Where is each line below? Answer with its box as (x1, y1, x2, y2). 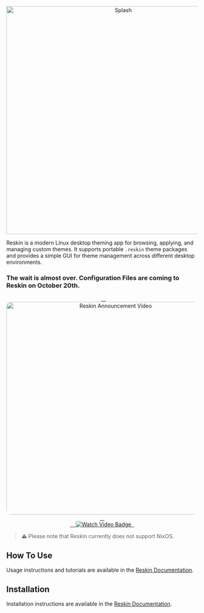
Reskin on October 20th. (6, 281, 80, 289)
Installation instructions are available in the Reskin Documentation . (6, 600, 172, 608)
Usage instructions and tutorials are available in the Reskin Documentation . (6, 566, 194, 574)
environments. (6, 258, 42, 266)
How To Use (6, 550, 53, 561)
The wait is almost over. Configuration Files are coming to (6, 274, 180, 282)
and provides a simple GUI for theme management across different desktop (6, 252, 195, 259)
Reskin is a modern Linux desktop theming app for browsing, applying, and (6, 239, 194, 246)
